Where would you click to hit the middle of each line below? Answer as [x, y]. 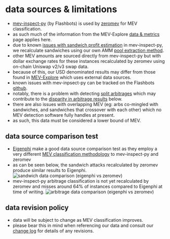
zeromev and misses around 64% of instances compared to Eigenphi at [88, 186]
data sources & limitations [61, 9]
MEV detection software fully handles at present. [64, 115]
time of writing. [28, 192]
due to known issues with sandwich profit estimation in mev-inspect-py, [88, 45]
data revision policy [37, 208]
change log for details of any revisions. [53, 231]
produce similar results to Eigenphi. [49, 170]
